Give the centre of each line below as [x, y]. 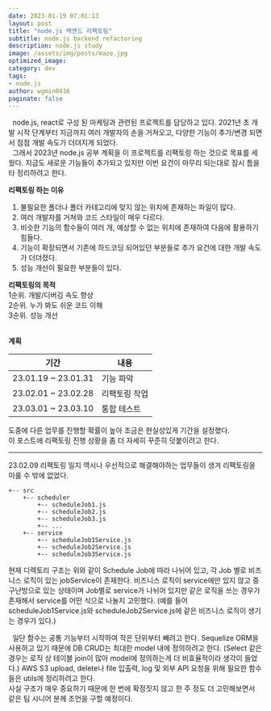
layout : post [30, 23]
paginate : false [35, 99]
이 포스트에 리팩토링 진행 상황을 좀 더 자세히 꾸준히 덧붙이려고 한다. [114, 440]
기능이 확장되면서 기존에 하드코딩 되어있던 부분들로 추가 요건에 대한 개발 [133, 248]
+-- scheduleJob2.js [72, 512]
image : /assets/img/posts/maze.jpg [68, 53]
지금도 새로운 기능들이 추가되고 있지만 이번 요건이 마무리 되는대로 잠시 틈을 [143, 163]
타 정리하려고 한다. [38, 173]
